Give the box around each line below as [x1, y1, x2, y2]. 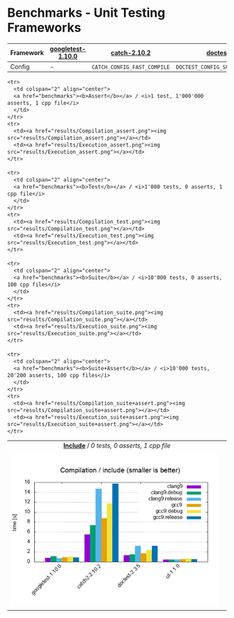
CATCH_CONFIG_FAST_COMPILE [91, 64, 171, 71]
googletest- [49, 45, 86, 53]
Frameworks [7, 20, 81, 36]
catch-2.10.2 [111, 48, 151, 57]
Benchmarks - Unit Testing [7, 5, 166, 21]
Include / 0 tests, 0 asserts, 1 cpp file [63, 441, 171, 450]
